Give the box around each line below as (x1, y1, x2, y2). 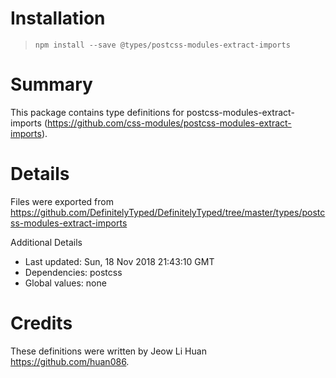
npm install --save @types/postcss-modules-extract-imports (34, 40, 291, 50)
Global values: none (24, 277, 107, 289)
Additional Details (10, 236, 83, 248)
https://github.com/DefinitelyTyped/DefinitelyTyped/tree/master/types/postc (10, 206, 326, 218)
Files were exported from (10, 195, 114, 207)
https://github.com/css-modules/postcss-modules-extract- (47, 117, 292, 129)
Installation (10, 7, 106, 30)
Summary (10, 73, 93, 96)
